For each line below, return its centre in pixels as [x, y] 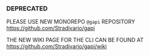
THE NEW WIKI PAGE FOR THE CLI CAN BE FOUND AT [75, 40]
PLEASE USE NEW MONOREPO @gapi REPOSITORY [71, 22]
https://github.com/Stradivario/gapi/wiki [56, 46]
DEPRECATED [27, 9]
